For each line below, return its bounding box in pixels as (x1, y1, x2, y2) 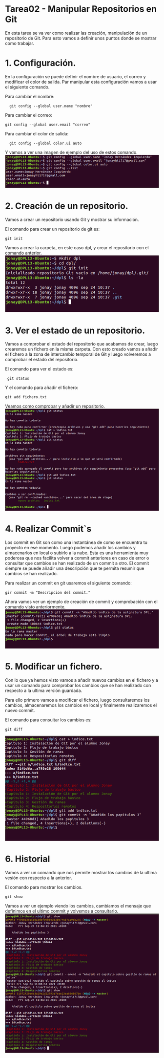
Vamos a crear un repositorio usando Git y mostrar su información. (5, 216, 139, 223)
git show (5, 894, 23, 900)
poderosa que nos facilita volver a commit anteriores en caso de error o (5, 555, 149, 561)
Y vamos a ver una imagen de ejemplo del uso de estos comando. (5, 149, 138, 155)
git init (5, 236, 23, 241)
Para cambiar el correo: (5, 112, 53, 118)
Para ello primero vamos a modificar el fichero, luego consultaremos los (5, 697, 150, 703)
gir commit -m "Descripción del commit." (5, 590, 91, 595)
